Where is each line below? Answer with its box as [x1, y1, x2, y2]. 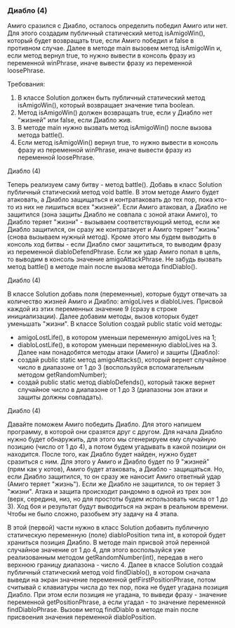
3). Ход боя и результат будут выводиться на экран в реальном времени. [7, 502, 229, 511]
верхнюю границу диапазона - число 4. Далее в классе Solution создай [7, 561, 223, 569]
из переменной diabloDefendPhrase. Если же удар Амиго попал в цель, [7, 248, 221, 256]
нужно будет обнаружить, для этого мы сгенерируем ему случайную [7, 435, 216, 444]
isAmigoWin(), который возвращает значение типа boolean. [17, 101, 195, 110]
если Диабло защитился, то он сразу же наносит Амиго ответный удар [7, 473, 222, 481]
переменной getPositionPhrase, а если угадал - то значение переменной [7, 598, 226, 606]
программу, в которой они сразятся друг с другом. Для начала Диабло [7, 428, 223, 436]
